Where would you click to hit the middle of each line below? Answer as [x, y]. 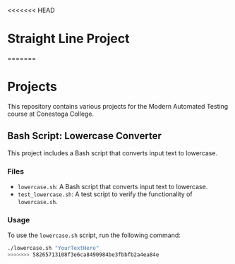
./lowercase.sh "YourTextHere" [53, 248]
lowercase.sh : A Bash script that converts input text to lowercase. [113, 186]
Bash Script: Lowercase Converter [85, 136]
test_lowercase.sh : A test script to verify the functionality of [105, 194]
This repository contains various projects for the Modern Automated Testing [118, 106]
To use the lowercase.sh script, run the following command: [94, 235]
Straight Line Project [68, 39]
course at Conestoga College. [50, 114]
